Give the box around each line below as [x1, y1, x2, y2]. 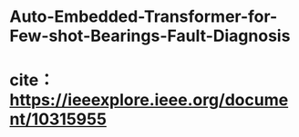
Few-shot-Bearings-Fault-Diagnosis [9, 25, 291, 46]
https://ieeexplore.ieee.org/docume [9, 90, 289, 111]
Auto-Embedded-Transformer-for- [9, 6, 278, 27]
